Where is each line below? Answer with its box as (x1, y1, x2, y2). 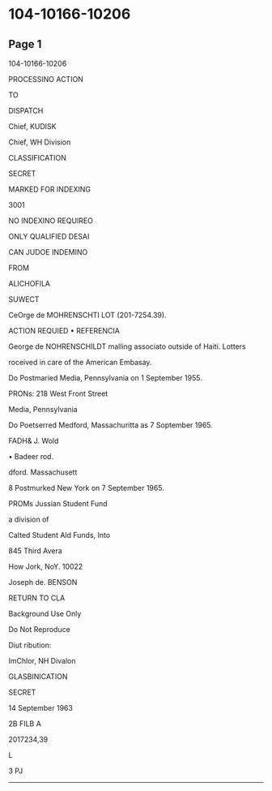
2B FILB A (8, 719, 42, 729)
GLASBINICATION (8, 672, 68, 681)
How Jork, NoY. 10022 (8, 561, 83, 571)
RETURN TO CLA (8, 593, 66, 603)
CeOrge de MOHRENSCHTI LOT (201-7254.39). (8, 310, 168, 320)
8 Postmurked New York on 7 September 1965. (8, 484, 164, 492)
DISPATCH (8, 106, 44, 115)
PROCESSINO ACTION (8, 75, 83, 84)
